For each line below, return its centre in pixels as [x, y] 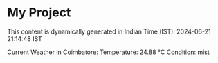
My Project [39, 13]
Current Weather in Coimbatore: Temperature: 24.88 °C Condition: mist [108, 52]
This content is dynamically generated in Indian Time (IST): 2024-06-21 [109, 32]
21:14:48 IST [25, 38]
